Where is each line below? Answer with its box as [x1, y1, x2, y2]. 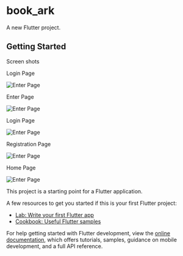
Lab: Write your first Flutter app [15, 211, 95, 218]
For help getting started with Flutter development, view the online [6, 229, 171, 236]
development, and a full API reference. [6, 242, 103, 250]
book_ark [6, 4, 55, 18]
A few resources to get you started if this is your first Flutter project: [6, 199, 177, 207]
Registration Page [6, 140, 51, 148]
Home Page [6, 164, 36, 171]
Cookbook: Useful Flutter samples [15, 218, 101, 225]
